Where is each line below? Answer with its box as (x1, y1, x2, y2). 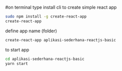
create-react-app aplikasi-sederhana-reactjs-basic (5, 37, 116, 42)
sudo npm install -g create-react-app (5, 14, 87, 19)
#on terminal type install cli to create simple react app (5, 5, 117, 10)
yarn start (5, 61, 28, 66)
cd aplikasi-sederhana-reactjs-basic (5, 56, 85, 61)
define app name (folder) (5, 28, 57, 34)
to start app (5, 46, 29, 52)
